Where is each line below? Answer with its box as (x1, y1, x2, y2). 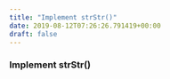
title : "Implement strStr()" (9, 12, 117, 22)
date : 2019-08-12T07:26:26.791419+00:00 (9, 21, 162, 30)
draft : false (9, 29, 58, 38)
